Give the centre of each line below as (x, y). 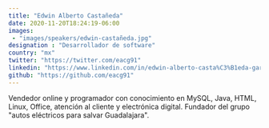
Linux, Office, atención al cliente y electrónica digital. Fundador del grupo (129, 106)
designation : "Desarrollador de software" (82, 46)
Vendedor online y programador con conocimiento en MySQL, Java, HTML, (132, 98)
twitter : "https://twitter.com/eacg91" (75, 61)
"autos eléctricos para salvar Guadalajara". (79, 115)
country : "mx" (32, 53)
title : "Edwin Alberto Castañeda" (66, 16)
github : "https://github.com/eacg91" (71, 75)
